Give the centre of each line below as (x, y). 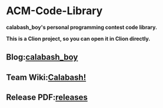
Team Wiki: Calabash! (46, 77)
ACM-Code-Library (54, 11)
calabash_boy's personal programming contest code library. (82, 27)
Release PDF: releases (47, 98)
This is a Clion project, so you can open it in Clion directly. (78, 38)
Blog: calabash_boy (42, 57)
